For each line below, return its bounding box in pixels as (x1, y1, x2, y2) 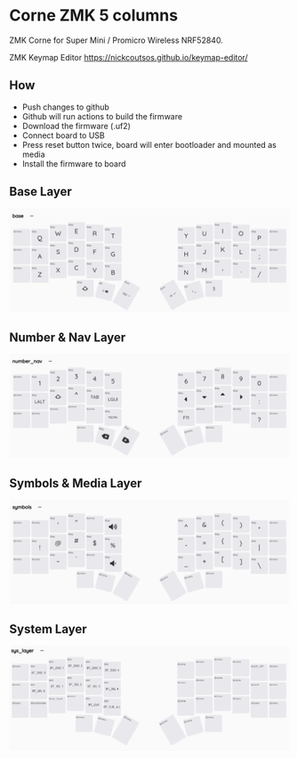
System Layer (9, 621, 87, 637)
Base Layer (9, 184, 73, 200)
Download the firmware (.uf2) (21, 120, 132, 131)
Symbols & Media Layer (9, 476, 142, 491)
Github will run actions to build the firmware (21, 110, 183, 121)
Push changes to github (21, 102, 109, 112)
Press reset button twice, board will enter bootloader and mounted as (21, 139, 277, 150)
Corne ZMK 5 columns (9, 5, 179, 26)
